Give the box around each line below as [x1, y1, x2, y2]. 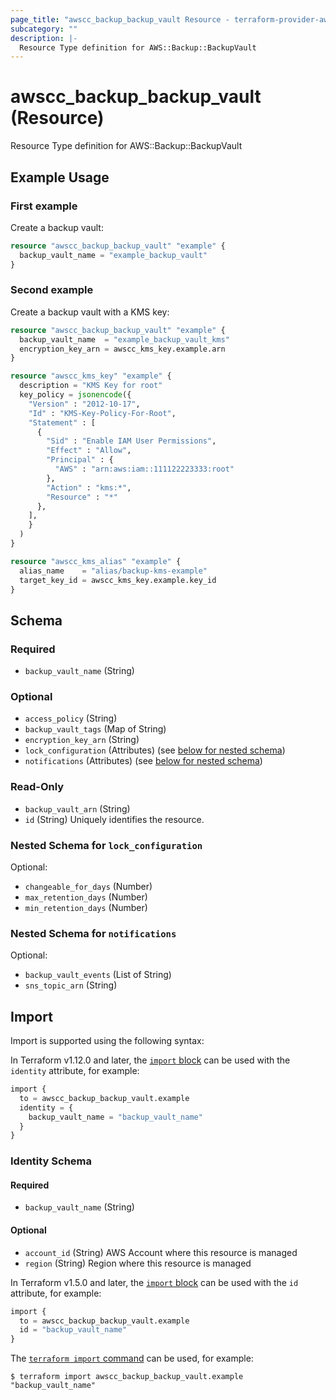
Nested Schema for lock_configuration [10, 838, 203, 852]
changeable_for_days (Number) [24, 881, 153, 892]
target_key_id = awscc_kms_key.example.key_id [19, 575, 217, 585]
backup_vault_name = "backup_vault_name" [28, 1112, 203, 1122]
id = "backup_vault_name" [19, 1325, 128, 1335]
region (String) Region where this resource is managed [24, 1257, 252, 1269]
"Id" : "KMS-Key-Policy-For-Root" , [28, 408, 177, 418]
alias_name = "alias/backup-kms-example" [19, 566, 208, 576]
